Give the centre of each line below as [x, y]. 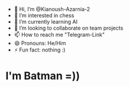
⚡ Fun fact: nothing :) [40, 50]
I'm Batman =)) [43, 76]
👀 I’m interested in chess [44, 15]
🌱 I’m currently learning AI [46, 22]
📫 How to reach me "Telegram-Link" [59, 35]
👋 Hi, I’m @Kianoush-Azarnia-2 [52, 9]
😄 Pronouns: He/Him [40, 43]
